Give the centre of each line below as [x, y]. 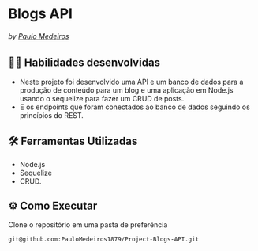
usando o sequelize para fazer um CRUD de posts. [102, 98]
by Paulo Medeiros [39, 36]
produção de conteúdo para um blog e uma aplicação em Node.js [126, 90]
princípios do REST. [52, 115]
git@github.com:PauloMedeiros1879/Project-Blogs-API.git [104, 240]
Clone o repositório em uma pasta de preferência [88, 225]
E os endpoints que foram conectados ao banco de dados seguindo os [135, 107]
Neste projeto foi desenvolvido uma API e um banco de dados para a [131, 82]
